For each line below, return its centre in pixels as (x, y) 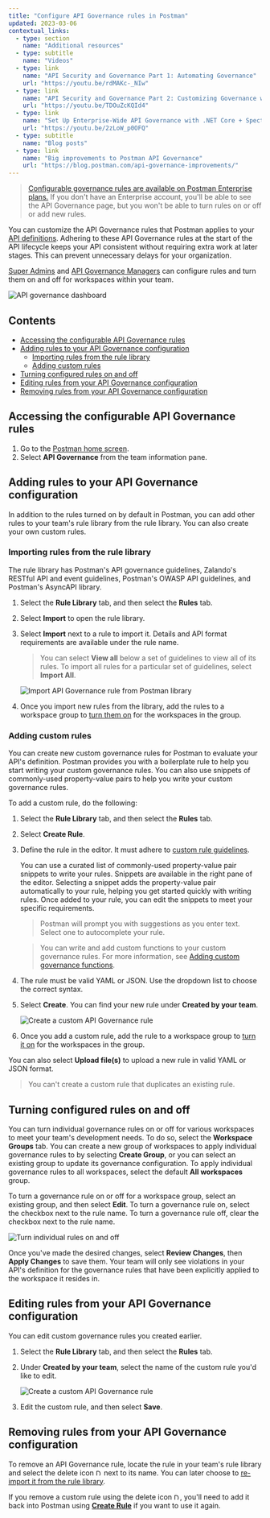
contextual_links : (39, 31)
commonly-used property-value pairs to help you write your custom (121, 779)
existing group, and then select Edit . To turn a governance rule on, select (129, 1204)
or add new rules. (57, 214)
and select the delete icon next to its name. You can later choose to (124, 1473)
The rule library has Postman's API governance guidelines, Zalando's (123, 569)
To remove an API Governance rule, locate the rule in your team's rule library (135, 1464)
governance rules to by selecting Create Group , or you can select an (122, 1154)
